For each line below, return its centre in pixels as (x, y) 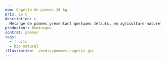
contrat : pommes (22, 32)
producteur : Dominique (28, 28)
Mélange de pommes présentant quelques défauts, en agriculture (77, 23)
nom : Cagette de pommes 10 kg (36, 10)
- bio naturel (24, 46)
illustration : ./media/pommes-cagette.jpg (49, 51)
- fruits (19, 42)
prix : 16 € (16, 14)
